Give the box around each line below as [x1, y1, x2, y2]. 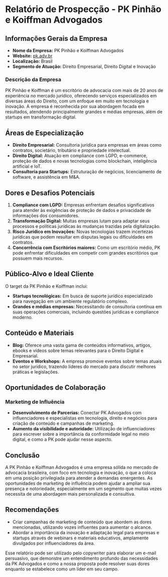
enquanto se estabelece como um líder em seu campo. [5, 566, 119, 572]
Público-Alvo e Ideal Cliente [5, 270, 94, 278]
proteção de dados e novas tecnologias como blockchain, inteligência [12, 158, 157, 164]
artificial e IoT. [12, 163, 42, 169]
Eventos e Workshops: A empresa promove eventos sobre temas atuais [12, 358, 162, 364]
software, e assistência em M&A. [12, 174, 80, 180]
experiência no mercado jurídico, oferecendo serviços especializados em [5, 93, 157, 99]
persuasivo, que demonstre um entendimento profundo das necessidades [5, 555, 158, 561]
